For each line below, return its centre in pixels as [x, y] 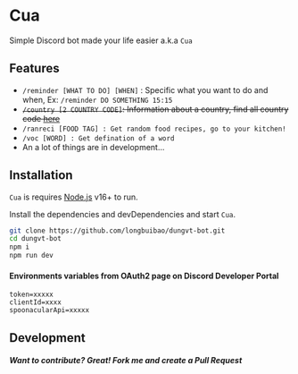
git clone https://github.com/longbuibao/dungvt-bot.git [117, 230]
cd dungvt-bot [36, 239]
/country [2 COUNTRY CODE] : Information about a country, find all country [155, 109]
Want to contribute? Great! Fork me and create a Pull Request [126, 361]
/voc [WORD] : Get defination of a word [98, 138]
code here [41, 118]
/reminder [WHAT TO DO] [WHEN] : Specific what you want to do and [145, 89]
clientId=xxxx [36, 302]
